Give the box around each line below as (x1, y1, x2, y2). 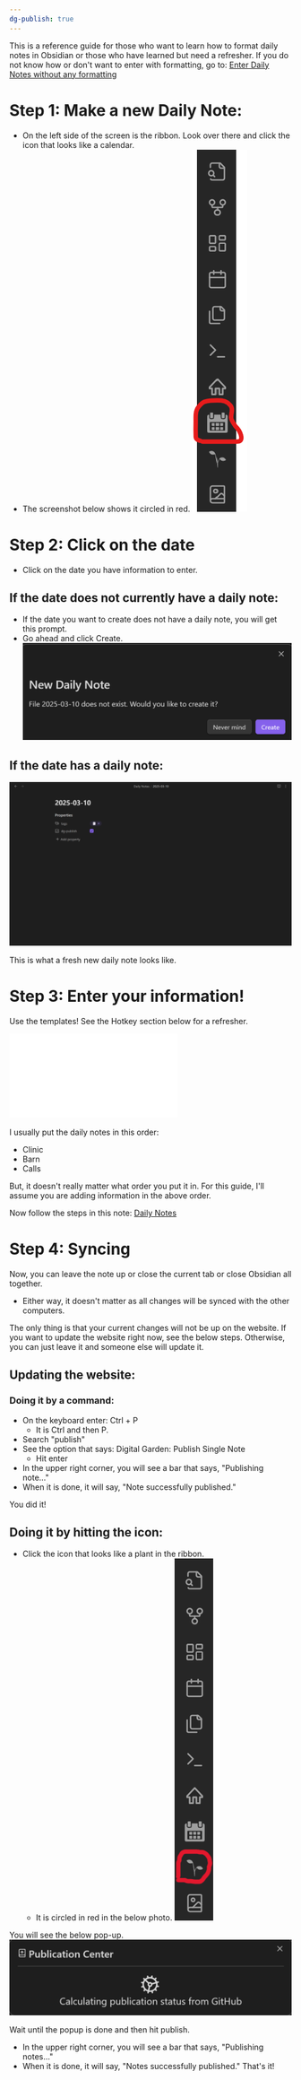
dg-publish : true (9, 14, 74, 23)
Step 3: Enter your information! (9, 987, 245, 1006)
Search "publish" (21, 1433, 86, 1444)
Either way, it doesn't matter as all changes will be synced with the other (21, 1295, 290, 1306)
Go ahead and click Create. (21, 633, 124, 644)
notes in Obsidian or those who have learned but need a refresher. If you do (9, 49, 289, 60)
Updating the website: (9, 1368, 136, 1383)
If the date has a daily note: (9, 758, 164, 773)
